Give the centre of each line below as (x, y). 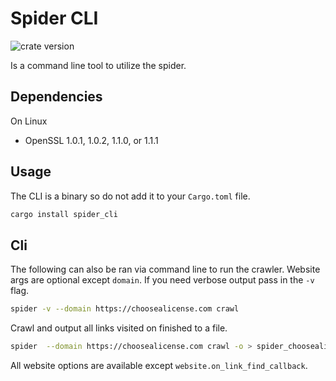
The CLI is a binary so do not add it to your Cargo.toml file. (130, 196)
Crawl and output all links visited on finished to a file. (119, 328)
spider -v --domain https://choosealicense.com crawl (125, 309)
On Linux (29, 121)
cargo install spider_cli (64, 214)
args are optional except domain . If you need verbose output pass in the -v (162, 280)
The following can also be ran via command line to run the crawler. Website (165, 269)
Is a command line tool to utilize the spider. (98, 65)
